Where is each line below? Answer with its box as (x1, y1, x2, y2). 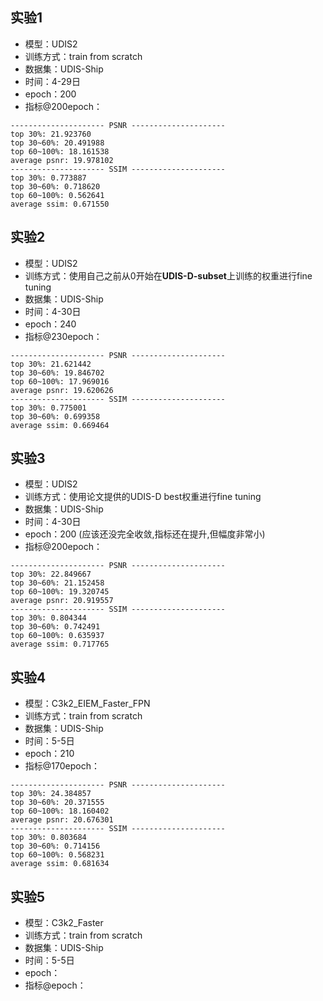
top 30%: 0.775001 (10, 403, 87, 413)
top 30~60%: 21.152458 (10, 578, 105, 588)
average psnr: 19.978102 (10, 155, 114, 165)
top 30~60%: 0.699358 (10, 411, 101, 422)
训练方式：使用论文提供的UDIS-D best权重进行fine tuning (24, 491, 262, 503)
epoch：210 (24, 748, 75, 760)
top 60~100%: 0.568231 (10, 850, 105, 860)
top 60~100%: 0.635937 (10, 631, 105, 641)
